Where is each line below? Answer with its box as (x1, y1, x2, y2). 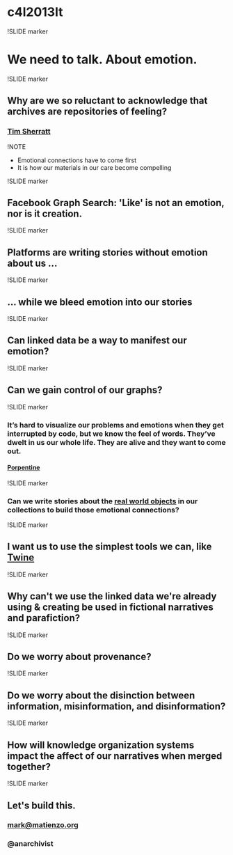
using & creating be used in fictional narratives (7, 602, 214, 613)
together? (7, 760, 51, 773)
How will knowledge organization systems (7, 739, 195, 751)
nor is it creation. (7, 207, 82, 219)
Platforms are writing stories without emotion (7, 246, 209, 258)
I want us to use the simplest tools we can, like (7, 541, 212, 553)
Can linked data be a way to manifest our (7, 335, 187, 347)
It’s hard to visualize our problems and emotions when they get (7, 420, 224, 430)
